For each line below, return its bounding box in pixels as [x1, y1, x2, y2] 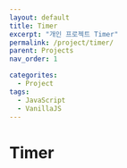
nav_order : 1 [9, 55, 58, 63]
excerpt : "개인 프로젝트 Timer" [9, 29, 119, 38]
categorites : [9, 71, 58, 80]
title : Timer [9, 21, 58, 30]
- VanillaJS [17, 104, 63, 113]
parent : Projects [9, 46, 74, 55]
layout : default [9, 13, 70, 22]
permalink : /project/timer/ [9, 38, 114, 47]
